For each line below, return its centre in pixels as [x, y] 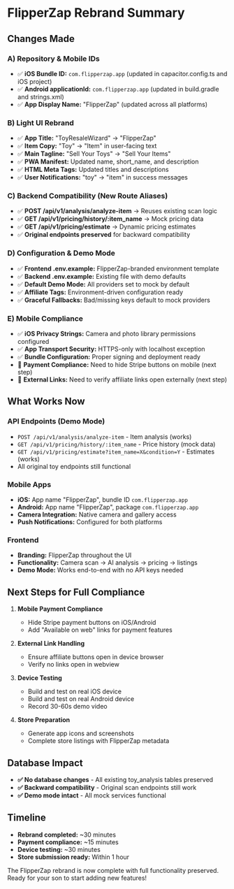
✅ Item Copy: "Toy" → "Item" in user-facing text [87, 146]
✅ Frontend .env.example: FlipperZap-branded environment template [118, 268]
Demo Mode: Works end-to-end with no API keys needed [100, 570]
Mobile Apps [29, 484]
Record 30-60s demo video [67, 707]
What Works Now [46, 402]
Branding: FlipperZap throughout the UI [74, 555]
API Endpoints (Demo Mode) [56, 421]
